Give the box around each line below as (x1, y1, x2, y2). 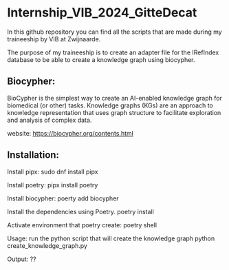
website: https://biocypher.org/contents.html (7, 129, 134, 137)
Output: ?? (7, 255, 36, 263)
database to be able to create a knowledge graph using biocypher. (7, 55, 195, 63)
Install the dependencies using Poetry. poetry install (7, 207, 155, 216)
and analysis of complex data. (7, 116, 92, 124)
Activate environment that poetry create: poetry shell (7, 220, 157, 229)
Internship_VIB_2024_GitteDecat (7, 5, 197, 21)
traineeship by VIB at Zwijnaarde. (7, 34, 101, 43)
